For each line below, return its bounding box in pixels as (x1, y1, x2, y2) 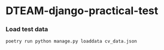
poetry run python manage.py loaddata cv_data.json (5, 38, 137, 45)
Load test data (5, 25, 48, 34)
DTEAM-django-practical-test (5, 4, 159, 18)
